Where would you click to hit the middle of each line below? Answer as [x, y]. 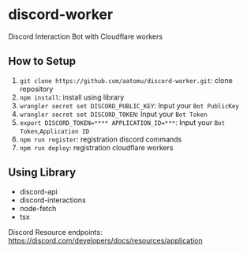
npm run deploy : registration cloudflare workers [96, 147]
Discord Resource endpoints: [55, 232]
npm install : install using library [72, 97]
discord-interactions [53, 200]
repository [36, 89]
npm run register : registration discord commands [101, 139]
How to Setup [42, 61]
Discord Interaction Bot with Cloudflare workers [86, 36]
